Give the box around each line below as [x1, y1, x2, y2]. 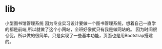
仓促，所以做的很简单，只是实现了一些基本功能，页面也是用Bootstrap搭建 [5, 32, 153, 38]
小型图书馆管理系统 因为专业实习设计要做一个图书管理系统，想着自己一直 [5, 20, 152, 26]
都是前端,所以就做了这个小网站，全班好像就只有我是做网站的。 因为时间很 [9, 26, 157, 32]
